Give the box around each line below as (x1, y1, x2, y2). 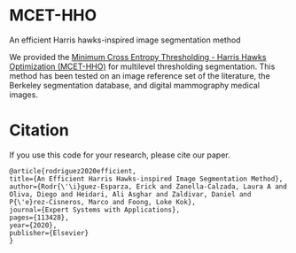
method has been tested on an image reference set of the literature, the (9, 70, 270, 80)
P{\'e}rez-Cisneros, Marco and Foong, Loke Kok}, (9, 197, 197, 206)
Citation (9, 120, 69, 141)
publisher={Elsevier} (9, 228, 90, 237)
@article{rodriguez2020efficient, (9, 166, 137, 175)
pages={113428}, (9, 213, 69, 222)
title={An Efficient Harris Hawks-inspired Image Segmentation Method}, (9, 174, 284, 183)
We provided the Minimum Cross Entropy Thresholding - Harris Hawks (9, 51, 267, 62)
